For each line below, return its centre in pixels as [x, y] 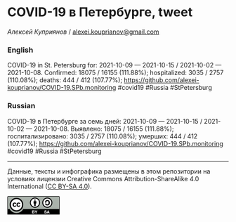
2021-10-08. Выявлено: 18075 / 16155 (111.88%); [104, 129]
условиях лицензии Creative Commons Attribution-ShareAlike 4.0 [103, 178]
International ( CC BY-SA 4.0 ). [50, 186]
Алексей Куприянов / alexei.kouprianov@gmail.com [83, 32]
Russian [21, 106]
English [20, 50]
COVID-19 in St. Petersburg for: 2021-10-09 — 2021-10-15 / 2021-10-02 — [114, 65]
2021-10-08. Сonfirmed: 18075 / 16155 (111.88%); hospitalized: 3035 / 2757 [116, 73]
